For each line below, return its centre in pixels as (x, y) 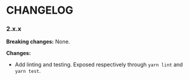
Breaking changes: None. (38, 41)
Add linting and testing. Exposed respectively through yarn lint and (99, 65)
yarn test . (28, 71)
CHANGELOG (40, 10)
